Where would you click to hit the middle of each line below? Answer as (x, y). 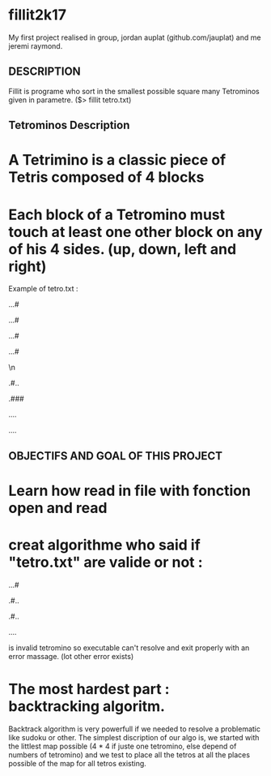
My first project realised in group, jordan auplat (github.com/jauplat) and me (135, 37)
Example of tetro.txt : (43, 289)
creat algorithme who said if (104, 545)
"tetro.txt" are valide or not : (106, 563)
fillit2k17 (38, 15)
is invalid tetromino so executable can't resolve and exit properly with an (129, 648)
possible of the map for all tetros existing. (78, 763)
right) (28, 266)
